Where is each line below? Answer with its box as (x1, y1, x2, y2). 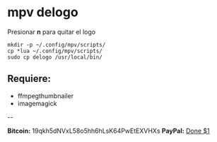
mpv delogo (7, 4, 79, 20)
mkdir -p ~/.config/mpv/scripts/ (7, 41, 106, 48)
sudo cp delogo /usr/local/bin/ (7, 54, 102, 61)
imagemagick (17, 99, 57, 107)
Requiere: (7, 73, 52, 85)
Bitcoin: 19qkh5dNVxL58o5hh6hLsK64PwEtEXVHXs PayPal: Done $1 (7, 126, 210, 135)
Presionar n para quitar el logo (7, 28, 96, 36)
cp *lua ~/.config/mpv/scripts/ (7, 47, 102, 54)
